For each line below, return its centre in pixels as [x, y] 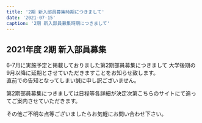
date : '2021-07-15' [31, 18]
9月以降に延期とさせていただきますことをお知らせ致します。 [82, 73]
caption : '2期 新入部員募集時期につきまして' [58, 23]
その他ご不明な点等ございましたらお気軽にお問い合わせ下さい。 [86, 114]
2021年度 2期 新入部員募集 [56, 49]
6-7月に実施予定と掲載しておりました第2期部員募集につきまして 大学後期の [101, 65]
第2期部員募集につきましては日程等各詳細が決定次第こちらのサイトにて [96, 93]
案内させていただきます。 [49, 101]
